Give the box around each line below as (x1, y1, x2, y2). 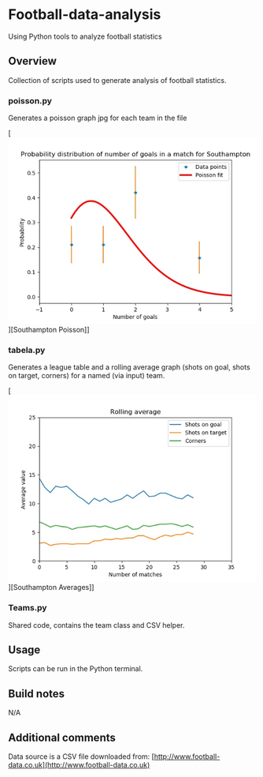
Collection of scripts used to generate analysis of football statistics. (8, 75, 227, 84)
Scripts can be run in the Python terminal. (8, 664, 143, 674)
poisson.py (8, 95, 53, 106)
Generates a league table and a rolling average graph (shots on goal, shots (8, 362, 250, 372)
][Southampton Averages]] (8, 583, 94, 592)
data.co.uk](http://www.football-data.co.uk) (8, 760, 150, 770)
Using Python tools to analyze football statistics (8, 32, 163, 41)
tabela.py (8, 344, 46, 355)
